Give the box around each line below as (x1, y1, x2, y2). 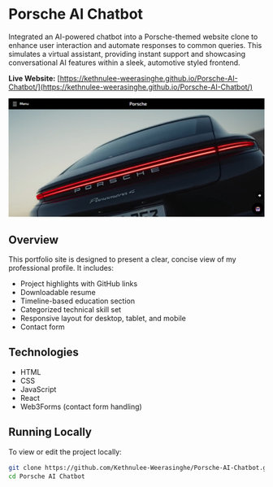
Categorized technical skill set (19, 305, 122, 315)
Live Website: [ (8, 73, 61, 83)
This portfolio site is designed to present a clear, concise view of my (8, 254, 237, 264)
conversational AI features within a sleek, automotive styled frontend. (8, 58, 241, 67)
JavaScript (19, 384, 57, 394)
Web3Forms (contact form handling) (19, 402, 142, 411)
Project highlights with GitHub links (19, 279, 138, 289)
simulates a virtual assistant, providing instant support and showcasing (8, 49, 246, 59)
